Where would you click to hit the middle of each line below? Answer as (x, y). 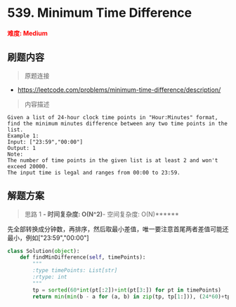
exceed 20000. (28, 166)
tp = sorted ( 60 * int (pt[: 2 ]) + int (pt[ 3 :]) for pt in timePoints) (127, 290)
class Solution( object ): (44, 251)
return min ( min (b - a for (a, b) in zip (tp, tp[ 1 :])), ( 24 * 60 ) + (129, 296)
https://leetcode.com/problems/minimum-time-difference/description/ (119, 90)
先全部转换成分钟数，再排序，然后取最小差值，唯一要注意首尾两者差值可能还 (118, 228)
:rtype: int (50, 277)
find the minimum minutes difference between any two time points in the (118, 123)
